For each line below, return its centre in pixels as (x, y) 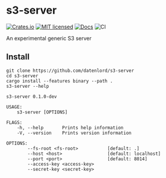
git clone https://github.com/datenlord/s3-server (70, 71)
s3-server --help (28, 86)
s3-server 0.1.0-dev (32, 96)
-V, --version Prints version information (74, 133)
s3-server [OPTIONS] (42, 112)
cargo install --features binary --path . (59, 81)
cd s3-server (22, 76)
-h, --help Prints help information (70, 128)
